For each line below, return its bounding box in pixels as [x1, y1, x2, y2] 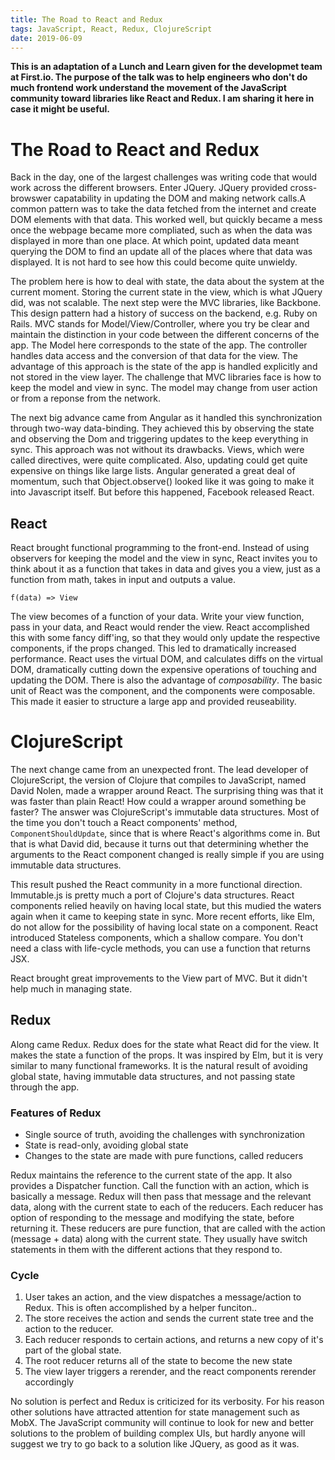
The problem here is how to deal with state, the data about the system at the [10, 276, 325, 288]
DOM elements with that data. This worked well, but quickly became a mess [10, 214, 323, 226]
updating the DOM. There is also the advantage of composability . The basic [10, 674, 323, 686]
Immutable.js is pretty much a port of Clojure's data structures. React [10, 889, 295, 901]
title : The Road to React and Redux [10, 14, 163, 25]
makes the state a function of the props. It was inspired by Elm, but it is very [10, 1049, 324, 1061]
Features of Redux [10, 1106, 102, 1120]
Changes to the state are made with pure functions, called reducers [24, 1150, 304, 1162]
